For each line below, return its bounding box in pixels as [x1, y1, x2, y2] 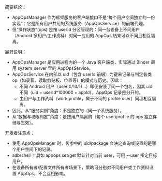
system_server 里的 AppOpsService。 [17, 65, 93, 71]
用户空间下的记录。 [16, 147, 55, 152]
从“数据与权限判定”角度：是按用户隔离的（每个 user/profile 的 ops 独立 [12, 114, 153, 120]
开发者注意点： [5, 130, 35, 136]
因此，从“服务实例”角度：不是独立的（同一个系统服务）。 [12, 108, 124, 113]
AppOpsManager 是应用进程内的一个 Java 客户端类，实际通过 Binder [12, 60, 150, 65]
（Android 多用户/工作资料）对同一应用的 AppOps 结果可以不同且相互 [12, 33, 151, 38]
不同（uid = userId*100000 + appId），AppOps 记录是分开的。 [19, 90, 144, 95]
